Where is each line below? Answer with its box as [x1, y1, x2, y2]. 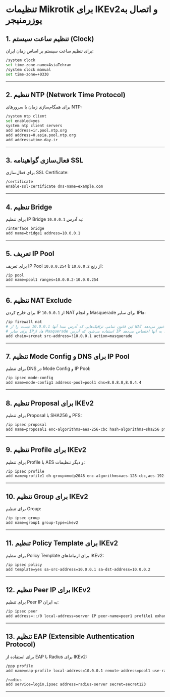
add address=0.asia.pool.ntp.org [6, 133, 76, 138]
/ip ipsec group [6, 515, 40, 521]
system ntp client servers [6, 123, 63, 129]
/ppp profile [6, 663, 33, 669]
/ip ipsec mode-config [6, 376, 53, 381]
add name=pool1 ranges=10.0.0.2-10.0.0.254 [6, 277, 99, 282]
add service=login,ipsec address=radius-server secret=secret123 [6, 682, 146, 687]
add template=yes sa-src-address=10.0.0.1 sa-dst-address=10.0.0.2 [6, 567, 151, 572]
